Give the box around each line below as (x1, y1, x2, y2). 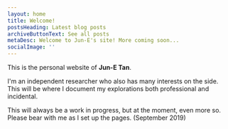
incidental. (7, 92, 38, 100)
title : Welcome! (7, 17, 55, 24)
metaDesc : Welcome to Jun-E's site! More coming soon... (7, 37, 180, 44)
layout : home (7, 10, 46, 18)
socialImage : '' (7, 43, 55, 51)
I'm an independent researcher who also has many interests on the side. (7, 77, 219, 86)
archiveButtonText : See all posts (7, 30, 110, 38)
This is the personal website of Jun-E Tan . (7, 63, 131, 71)
